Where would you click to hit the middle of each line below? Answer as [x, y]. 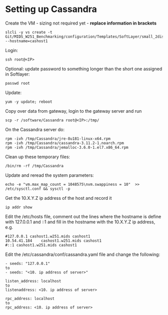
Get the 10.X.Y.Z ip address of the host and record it [58, 198]
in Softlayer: [17, 74]
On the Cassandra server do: [35, 129]
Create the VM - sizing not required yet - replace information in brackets [81, 23]
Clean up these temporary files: [38, 157]
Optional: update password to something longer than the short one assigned [84, 69]
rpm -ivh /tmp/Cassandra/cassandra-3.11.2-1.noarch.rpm [64, 143]
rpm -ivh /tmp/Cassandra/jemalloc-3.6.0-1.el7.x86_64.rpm [67, 147]
